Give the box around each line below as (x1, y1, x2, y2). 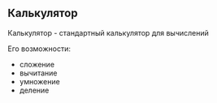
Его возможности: (7, 44, 71, 54)
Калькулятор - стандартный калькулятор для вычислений (7, 28, 209, 37)
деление (19, 85, 50, 95)
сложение (19, 59, 54, 69)
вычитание (19, 68, 58, 78)
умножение (19, 76, 60, 86)
